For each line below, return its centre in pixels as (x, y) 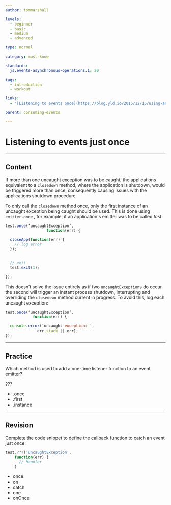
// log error (28, 245)
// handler (30, 462)
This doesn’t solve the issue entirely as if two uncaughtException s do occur (84, 287)
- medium (19, 34)
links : (12, 98)
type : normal (19, 47)
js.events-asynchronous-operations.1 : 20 (54, 70)
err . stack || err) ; (58, 331)
